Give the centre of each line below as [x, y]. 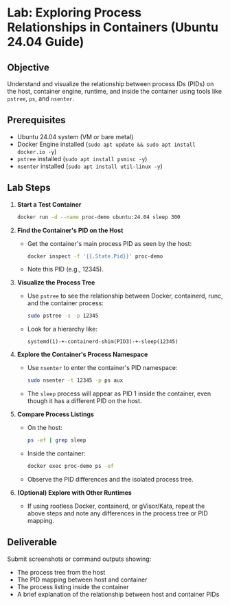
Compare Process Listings [56, 414]
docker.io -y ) [37, 151]
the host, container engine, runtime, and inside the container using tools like [114, 91]
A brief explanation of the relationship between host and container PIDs [118, 594]
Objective [28, 67]
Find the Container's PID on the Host [70, 230]
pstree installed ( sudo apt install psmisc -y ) [82, 158]
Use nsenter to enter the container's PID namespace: [102, 368]
